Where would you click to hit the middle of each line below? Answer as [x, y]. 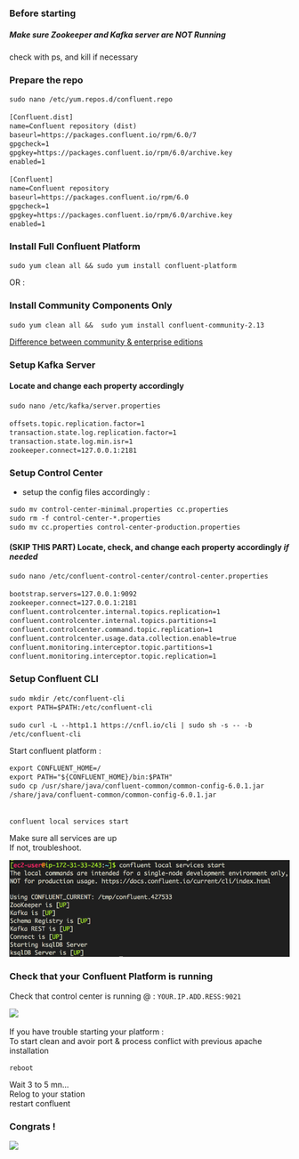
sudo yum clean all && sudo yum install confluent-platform [123, 266]
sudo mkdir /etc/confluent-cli [67, 698]
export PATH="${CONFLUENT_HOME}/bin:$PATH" [91, 777]
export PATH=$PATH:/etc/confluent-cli [81, 707]
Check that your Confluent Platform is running [111, 977]
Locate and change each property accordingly [97, 386]
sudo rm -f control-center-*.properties [85, 519]
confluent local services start [69, 822]
